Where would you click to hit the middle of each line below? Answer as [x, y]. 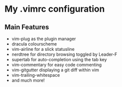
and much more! [28, 80]
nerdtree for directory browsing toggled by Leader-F [64, 54]
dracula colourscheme [34, 44]
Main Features [27, 27]
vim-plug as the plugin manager [44, 39]
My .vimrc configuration [55, 9]
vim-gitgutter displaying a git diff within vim [55, 70]
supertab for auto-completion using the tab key [59, 59]
